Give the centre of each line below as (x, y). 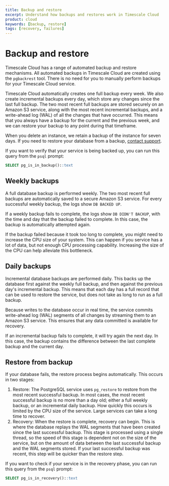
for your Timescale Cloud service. (40, 84)
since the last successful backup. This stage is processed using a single (88, 432)
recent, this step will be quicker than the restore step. (68, 454)
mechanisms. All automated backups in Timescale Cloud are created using (83, 73)
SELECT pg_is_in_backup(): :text (39, 165)
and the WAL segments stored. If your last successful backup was (81, 449)
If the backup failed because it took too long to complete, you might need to (84, 234)
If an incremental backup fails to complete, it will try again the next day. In (82, 335)
